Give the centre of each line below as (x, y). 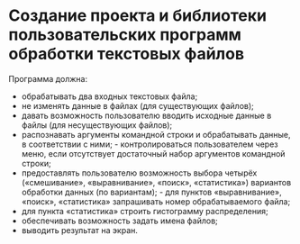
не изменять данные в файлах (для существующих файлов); (137, 105)
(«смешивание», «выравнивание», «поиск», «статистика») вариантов (156, 182)
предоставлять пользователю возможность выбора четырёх (139, 173)
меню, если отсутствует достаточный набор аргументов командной (153, 153)
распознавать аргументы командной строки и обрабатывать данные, (156, 134)
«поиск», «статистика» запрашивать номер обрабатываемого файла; (156, 201)
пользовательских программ (125, 35)
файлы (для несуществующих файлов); (97, 125)
